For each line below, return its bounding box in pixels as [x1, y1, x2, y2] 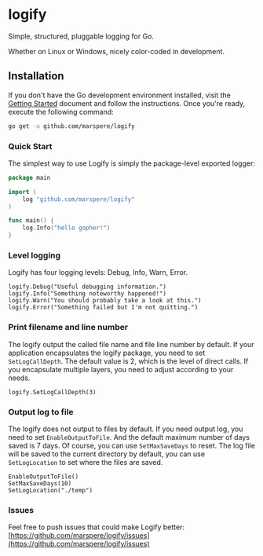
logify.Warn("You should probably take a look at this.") [8, 297, 202, 305]
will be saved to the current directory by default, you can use [8, 449, 206, 459]
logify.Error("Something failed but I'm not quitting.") [8, 304, 199, 312]
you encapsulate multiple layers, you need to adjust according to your [8, 364, 234, 374]
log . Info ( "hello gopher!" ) [22, 224, 111, 232]
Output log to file [8, 406, 74, 417]
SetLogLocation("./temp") [8, 486, 93, 494]
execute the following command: [8, 107, 114, 116]
